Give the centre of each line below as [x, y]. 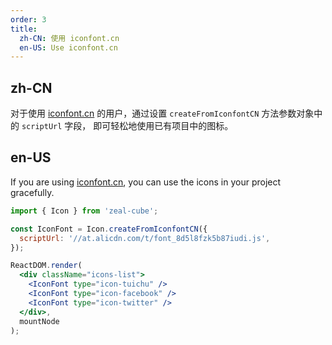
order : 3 [28, 19]
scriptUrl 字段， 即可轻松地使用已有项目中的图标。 [127, 126]
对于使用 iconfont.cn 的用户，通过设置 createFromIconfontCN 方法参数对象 [162, 113]
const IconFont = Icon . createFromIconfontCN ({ [109, 229]
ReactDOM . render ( [46, 266]
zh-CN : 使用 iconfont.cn [69, 38]
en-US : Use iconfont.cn [68, 47]
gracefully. [32, 192]
